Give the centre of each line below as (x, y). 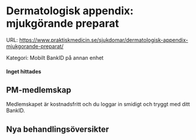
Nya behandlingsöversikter (58, 129)
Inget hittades (24, 71)
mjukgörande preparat (63, 23)
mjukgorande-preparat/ (35, 46)
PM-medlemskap (39, 90)
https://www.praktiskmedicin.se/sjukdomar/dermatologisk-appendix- (104, 40)
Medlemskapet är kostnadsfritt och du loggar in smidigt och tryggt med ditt (98, 104)
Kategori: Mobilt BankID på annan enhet (55, 58)
